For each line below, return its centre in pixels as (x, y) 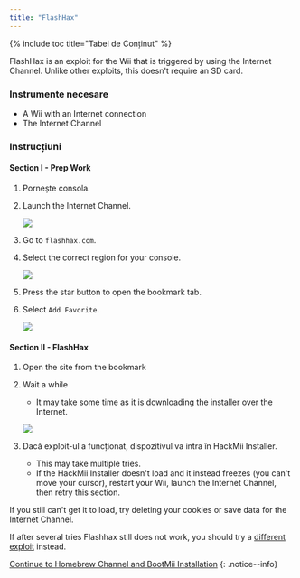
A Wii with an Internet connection (84, 113)
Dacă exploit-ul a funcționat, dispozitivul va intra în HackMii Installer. (150, 446)
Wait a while (45, 385)
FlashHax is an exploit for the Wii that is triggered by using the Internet (141, 61)
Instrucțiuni (35, 146)
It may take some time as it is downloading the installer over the (154, 402)
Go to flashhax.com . (59, 240)
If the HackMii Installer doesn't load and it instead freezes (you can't (163, 473)
